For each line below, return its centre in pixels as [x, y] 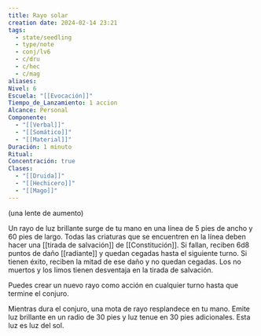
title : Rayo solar [38, 15]
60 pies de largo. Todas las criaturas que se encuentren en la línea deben [127, 236]
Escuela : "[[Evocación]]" [50, 96]
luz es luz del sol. [36, 325]
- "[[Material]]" [44, 139]
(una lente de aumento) [46, 213]
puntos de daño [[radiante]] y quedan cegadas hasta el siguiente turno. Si [128, 253]
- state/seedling [44, 37]
